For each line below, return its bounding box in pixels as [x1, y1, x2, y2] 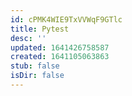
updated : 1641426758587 [10, 42, 110, 53]
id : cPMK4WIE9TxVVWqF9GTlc [10, 14, 123, 25]
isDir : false [10, 71, 65, 81]
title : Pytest [10, 24, 70, 34]
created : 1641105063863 [10, 52, 110, 62]
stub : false [10, 61, 60, 71]
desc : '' [10, 33, 47, 43]
